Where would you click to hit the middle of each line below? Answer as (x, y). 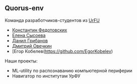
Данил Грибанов (30, 40)
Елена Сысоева (29, 35)
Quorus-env (24, 8)
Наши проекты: (21, 61)
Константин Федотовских (40, 30)
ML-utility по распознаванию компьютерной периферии (72, 70)
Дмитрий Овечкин (32, 46)
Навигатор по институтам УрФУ (46, 76)
